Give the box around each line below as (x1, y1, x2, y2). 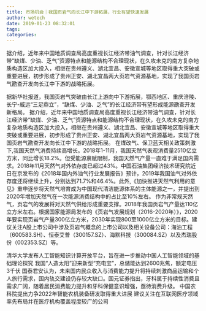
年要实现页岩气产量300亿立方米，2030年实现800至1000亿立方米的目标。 (6, 216, 192, 223)
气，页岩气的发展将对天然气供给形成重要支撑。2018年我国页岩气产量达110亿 (6, 201, 198, 208)
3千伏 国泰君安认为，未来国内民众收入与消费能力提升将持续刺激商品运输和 (6, 267, 194, 275)
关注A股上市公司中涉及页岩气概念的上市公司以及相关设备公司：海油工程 (11, 223, 193, 231)
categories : (6, 32, 37, 38)
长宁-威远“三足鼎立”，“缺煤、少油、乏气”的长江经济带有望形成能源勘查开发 (6, 101, 196, 108)
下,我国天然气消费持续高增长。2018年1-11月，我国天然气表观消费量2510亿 (6, 147, 192, 154)
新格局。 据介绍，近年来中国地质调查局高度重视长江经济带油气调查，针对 (6, 109, 191, 116)
